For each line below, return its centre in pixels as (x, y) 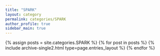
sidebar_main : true (26, 28)
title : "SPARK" (21, 10)
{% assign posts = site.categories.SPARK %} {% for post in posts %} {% (80, 42)
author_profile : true (28, 24)
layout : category (23, 14)
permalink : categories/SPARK (36, 19)
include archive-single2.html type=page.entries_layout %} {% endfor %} (80, 48)
